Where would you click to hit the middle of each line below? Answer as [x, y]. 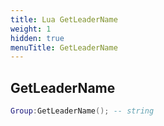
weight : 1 [31, 29]
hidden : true [37, 38]
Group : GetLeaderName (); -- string [82, 111]
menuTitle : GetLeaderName [64, 47]
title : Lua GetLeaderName [64, 19]
